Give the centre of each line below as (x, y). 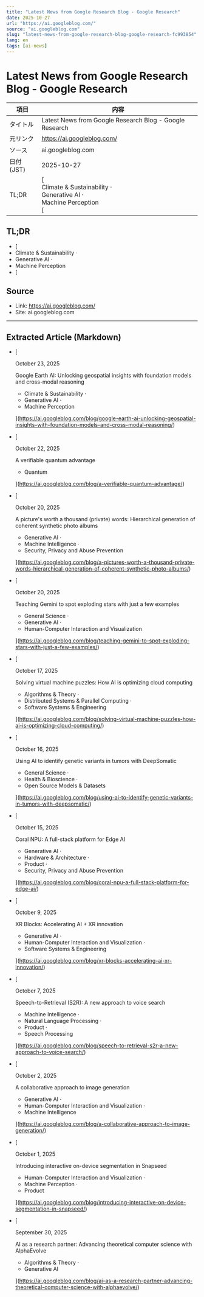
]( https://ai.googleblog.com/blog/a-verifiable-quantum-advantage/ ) (100, 484)
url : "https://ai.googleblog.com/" (51, 23)
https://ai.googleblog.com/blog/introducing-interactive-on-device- (103, 1203)
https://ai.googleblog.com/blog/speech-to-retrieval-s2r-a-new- (99, 1046)
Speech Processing (49, 1034)
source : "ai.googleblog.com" (43, 29)
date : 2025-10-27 (28, 18)
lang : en (17, 40)
